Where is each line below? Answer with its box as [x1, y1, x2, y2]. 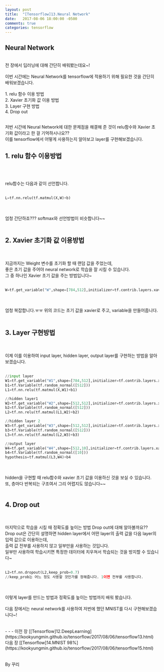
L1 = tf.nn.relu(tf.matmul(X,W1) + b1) [5, 387, 78, 392]
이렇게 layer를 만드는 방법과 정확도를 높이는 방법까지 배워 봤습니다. [5, 594, 132, 600]
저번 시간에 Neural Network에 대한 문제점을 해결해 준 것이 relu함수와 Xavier [5, 124, 150, 130]
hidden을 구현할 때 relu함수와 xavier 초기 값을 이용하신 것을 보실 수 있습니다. [5, 475, 152, 481]
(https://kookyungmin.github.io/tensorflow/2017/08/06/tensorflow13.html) [5, 634, 154, 640]
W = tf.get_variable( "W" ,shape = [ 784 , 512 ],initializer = [5, 288, 115, 292]
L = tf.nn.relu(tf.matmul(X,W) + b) [5, 195, 71, 201]
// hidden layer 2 [5, 419, 41, 424]
